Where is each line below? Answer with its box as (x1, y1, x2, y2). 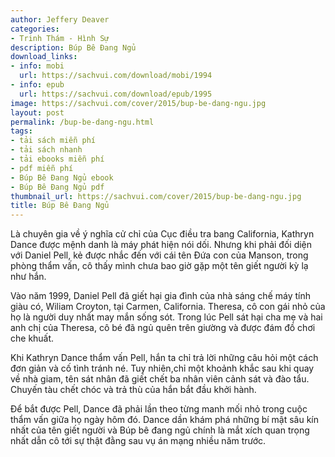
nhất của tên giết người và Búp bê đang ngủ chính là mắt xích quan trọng (10, 424, 310, 436)
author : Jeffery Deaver (10, 14, 110, 25)
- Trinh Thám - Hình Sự (10, 33, 110, 43)
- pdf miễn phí (10, 163, 74, 173)
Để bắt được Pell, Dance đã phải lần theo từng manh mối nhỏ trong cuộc (10, 403, 308, 415)
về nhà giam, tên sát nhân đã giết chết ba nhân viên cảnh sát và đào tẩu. (10, 373, 310, 385)
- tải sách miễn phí (10, 136, 97, 146)
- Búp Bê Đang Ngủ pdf (10, 182, 105, 192)
